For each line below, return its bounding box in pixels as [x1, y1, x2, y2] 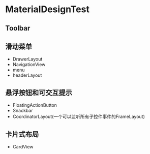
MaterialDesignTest [5, 4, 90, 15]
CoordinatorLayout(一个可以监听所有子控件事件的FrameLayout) [12, 113, 145, 120]
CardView [12, 144, 34, 150]
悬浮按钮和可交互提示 [5, 88, 72, 97]
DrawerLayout [12, 56, 43, 62]
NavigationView [12, 61, 46, 68]
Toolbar [5, 24, 31, 33]
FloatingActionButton [12, 102, 57, 108]
